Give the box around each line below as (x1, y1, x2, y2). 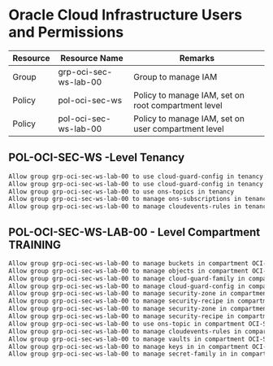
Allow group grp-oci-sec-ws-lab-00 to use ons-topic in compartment (8, 320, 245, 328)
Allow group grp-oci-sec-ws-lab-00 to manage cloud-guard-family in (8, 274, 245, 282)
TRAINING (8, 237, 62, 251)
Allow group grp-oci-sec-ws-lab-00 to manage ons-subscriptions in (8, 195, 242, 203)
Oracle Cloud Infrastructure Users (8, 6, 243, 24)
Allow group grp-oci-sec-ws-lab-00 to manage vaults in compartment (8, 335, 245, 343)
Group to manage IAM (133, 71, 218, 82)
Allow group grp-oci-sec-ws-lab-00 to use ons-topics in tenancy (8, 187, 234, 196)
